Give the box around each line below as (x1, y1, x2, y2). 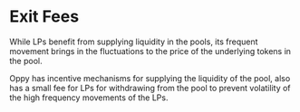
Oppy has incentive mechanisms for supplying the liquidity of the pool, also (9, 72, 291, 83)
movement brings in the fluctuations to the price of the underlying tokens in (9, 45, 292, 56)
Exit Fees (9, 6, 80, 27)
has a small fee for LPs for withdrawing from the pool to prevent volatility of (9, 82, 292, 93)
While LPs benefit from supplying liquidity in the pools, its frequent (9, 36, 258, 47)
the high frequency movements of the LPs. (9, 92, 169, 103)
